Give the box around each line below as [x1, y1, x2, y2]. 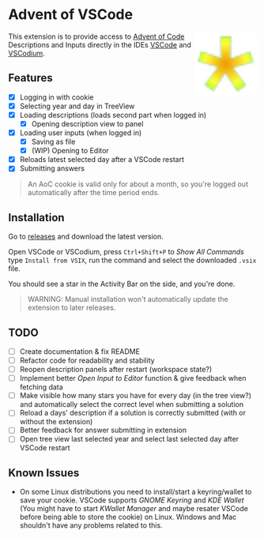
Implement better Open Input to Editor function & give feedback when [19, 374, 247, 383]
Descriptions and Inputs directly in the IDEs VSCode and [8, 40, 192, 49]
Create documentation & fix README [19, 346, 141, 356]
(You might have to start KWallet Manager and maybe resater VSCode [19, 504, 249, 514]
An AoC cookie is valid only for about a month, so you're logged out [27, 179, 249, 189]
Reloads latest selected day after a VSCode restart [19, 155, 184, 164]
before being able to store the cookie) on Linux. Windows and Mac [19, 512, 237, 522]
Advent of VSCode [8, 6, 133, 24]
